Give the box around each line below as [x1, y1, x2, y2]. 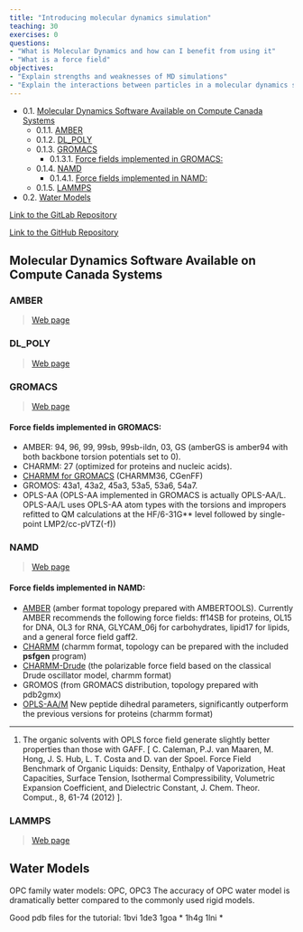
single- [259, 509, 286, 520]
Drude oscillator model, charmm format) [22, 670, 172, 681]
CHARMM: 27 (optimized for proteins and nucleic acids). [22, 461, 233, 472]
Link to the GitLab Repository [9, 209, 117, 220]
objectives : [9, 64, 54, 73]
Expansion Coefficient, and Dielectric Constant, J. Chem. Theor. [22, 782, 260, 793]
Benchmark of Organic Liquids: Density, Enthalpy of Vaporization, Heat [22, 763, 286, 774]
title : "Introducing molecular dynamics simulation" [9, 13, 212, 23]
